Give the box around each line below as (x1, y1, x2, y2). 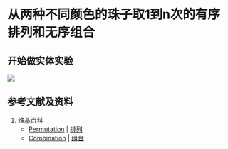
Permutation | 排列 (28, 125, 83, 133)
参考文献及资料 (7, 96, 73, 108)
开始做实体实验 (7, 55, 73, 67)
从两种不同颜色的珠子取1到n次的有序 (7, 6, 221, 23)
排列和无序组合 (7, 24, 95, 40)
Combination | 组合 (28, 133, 84, 142)
